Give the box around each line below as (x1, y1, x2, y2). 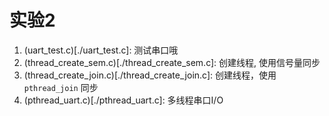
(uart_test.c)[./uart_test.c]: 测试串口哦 (23, 44, 179, 56)
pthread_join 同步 (23, 81, 99, 93)
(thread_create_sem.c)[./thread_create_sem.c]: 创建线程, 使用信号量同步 (23, 56, 321, 68)
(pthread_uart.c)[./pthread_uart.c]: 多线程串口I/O (23, 94, 224, 106)
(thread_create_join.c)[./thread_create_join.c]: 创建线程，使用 (23, 69, 277, 81)
